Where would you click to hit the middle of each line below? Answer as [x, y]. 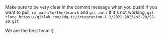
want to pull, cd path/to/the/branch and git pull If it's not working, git [80, 12]
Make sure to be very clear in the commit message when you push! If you [81, 7]
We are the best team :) [29, 31]
